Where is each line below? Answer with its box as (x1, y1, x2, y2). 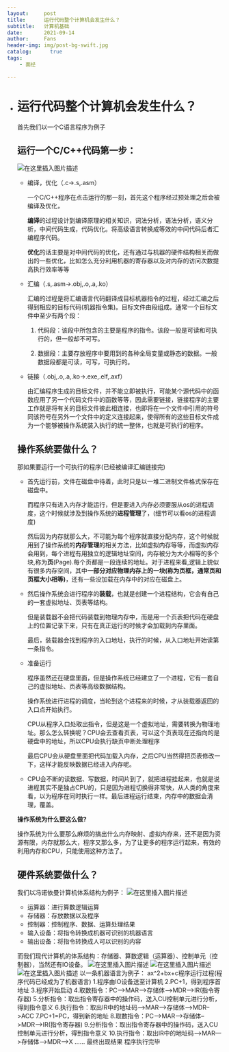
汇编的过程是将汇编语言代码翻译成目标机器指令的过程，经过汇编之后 (27, 294, 219, 302)
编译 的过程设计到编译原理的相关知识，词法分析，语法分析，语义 (27, 217, 207, 225)
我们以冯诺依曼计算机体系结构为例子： (16, 889, 125, 896)
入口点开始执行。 (27, 706, 76, 714)
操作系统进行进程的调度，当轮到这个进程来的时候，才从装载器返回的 (27, 697, 219, 705)
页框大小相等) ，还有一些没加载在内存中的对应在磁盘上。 (27, 575, 186, 584)
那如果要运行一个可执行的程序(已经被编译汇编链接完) (16, 463, 166, 471)
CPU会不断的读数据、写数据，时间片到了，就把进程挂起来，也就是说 (27, 775, 220, 783)
